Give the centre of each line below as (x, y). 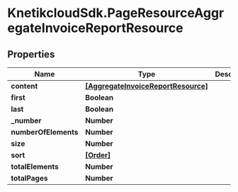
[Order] (98, 155)
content (24, 86)
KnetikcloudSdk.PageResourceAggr (116, 13)
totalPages (29, 178)
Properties (31, 54)
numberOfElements (45, 132)
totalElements (35, 166)
